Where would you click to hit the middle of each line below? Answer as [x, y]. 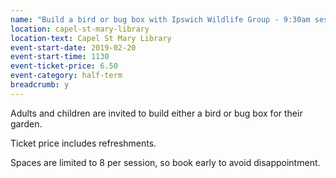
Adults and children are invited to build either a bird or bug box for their [156, 113]
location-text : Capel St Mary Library [91, 38]
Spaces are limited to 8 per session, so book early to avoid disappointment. [165, 162]
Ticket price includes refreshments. [83, 143]
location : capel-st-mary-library [80, 29]
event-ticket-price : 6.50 [64, 66]
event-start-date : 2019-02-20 [73, 47]
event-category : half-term [66, 76]
